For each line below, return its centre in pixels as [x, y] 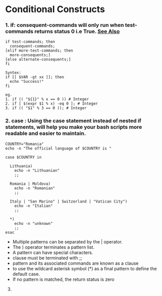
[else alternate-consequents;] [38, 60]
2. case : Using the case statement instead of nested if [73, 121]
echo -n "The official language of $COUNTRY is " [59, 148]
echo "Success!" [27, 82]
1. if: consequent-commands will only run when [65, 25]
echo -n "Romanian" [35, 188]
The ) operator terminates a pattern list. [53, 247]
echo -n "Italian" [34, 206]
